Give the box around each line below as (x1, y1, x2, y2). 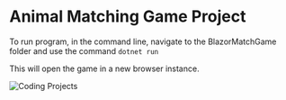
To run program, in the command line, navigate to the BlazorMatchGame (9, 36, 277, 47)
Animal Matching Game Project (9, 6, 246, 27)
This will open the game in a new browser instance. (9, 63, 200, 74)
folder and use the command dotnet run (9, 45, 159, 56)
